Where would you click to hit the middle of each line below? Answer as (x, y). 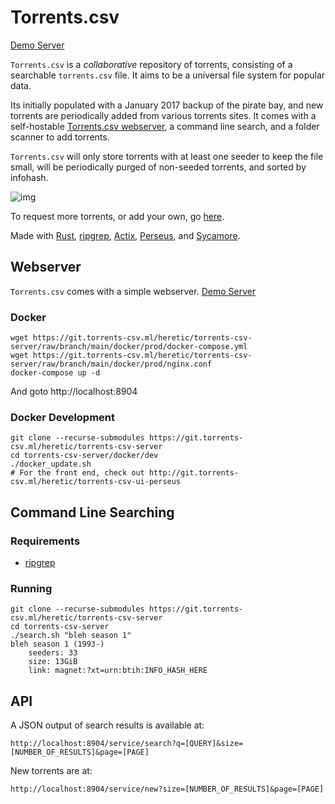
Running (31, 588)
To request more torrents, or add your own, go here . (117, 216)
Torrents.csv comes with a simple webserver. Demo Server (133, 291)
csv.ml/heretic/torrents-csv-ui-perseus (96, 482)
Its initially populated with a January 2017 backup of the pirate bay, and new (167, 105)
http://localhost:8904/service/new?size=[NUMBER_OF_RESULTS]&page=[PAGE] (167, 789)
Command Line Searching (92, 512)
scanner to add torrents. (60, 137)
